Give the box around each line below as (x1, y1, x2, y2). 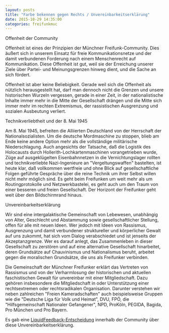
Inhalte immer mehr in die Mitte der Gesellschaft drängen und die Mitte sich (5, 98, 162, 104)
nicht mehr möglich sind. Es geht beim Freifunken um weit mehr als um (5, 176, 153, 182)
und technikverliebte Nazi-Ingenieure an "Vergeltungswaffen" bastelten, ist (5, 160, 161, 166)
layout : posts (5, 7, 35, 13)
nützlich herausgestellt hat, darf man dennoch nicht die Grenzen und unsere (5, 87, 164, 93)
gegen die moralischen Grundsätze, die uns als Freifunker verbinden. (5, 254, 149, 260)
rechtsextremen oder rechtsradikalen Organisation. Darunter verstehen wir (5, 286, 160, 292)
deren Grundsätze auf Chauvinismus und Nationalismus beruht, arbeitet (5, 249, 155, 255)
